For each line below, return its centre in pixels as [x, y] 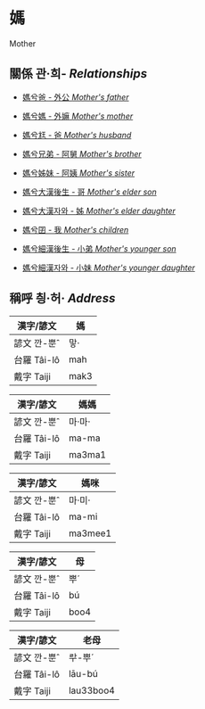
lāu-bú [83, 673]
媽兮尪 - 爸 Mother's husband [77, 135]
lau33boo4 [92, 690]
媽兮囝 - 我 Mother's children [75, 229]
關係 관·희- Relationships [78, 74]
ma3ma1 [87, 454]
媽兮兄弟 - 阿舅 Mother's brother [82, 153]
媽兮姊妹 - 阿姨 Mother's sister [78, 173]
